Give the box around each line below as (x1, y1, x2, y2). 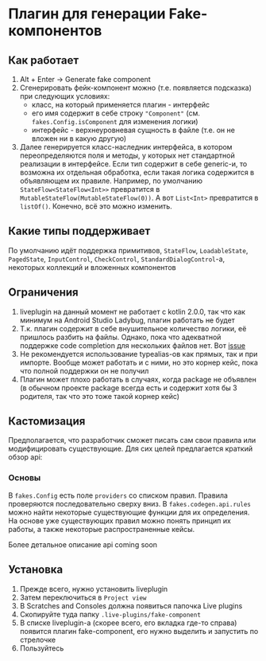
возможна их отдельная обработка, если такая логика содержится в (19, 168, 255, 177)
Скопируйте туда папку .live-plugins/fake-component (19, 609, 201, 619)
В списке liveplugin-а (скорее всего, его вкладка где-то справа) (19, 618, 237, 628)
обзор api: (8, 452, 43, 462)
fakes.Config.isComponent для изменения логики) (31, 117, 199, 126)
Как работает (8, 53, 79, 67)
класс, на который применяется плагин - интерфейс (31, 100, 210, 109)
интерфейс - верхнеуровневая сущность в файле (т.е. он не (31, 125, 236, 135)
